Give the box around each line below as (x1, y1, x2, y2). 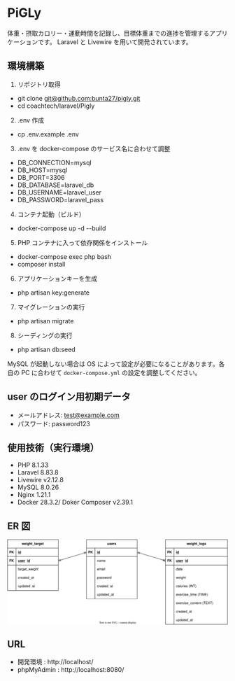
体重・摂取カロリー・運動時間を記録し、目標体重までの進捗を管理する (7, 29, 210, 37)
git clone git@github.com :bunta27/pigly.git (17, 94, 141, 102)
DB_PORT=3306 (17, 173, 65, 181)
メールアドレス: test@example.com (17, 411, 120, 419)
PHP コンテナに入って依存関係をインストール (17, 238, 148, 246)
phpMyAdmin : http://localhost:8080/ (17, 666, 124, 674)
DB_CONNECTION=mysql (17, 158, 92, 167)
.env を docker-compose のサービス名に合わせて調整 (17, 144, 171, 153)
